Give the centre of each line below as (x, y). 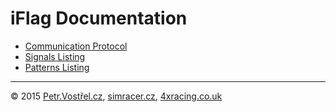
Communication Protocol (76, 46)
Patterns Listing (57, 67)
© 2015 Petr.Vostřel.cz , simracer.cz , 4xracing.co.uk (116, 96)
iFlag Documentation (99, 18)
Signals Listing (55, 56)
